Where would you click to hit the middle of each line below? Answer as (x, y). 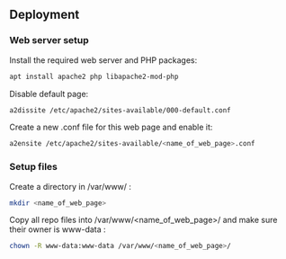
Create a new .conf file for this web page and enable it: (111, 127)
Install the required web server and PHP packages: (103, 60)
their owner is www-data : (58, 229)
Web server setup (49, 40)
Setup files (34, 167)
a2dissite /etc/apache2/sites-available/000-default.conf (120, 110)
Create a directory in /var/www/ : (71, 186)
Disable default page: (49, 94)
